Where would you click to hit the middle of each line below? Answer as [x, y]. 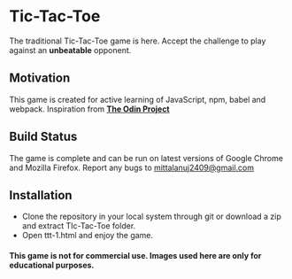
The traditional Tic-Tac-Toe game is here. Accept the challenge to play [138, 41]
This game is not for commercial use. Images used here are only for [135, 255]
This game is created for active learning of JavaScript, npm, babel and [138, 99]
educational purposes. [52, 265]
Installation [41, 195]
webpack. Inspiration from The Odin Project [89, 109]
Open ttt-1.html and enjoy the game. [87, 236]
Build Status [43, 137]
